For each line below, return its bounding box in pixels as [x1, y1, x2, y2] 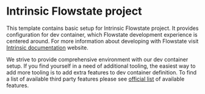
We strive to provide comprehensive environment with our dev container [6, 56, 189, 63]
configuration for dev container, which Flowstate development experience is [6, 31, 198, 38]
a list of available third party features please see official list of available [6, 75, 185, 82]
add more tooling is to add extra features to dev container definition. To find [6, 68, 197, 76]
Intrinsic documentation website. [6, 44, 88, 51]
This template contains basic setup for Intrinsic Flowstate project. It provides [6, 24, 199, 32]
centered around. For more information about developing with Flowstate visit [6, 37, 199, 45]
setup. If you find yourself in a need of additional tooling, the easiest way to [6, 62, 196, 70]
